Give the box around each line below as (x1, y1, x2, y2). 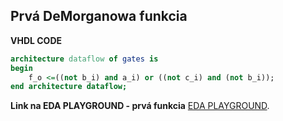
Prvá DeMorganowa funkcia (10, 8, 188, 25)
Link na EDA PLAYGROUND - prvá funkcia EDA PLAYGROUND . (10, 100, 270, 112)
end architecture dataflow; (10, 82, 128, 92)
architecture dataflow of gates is (10, 54, 159, 64)
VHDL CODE (10, 34, 63, 46)
